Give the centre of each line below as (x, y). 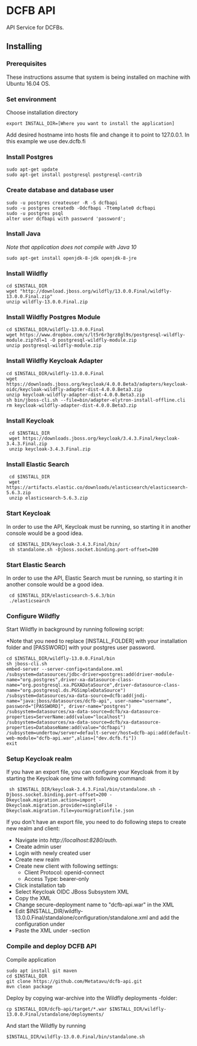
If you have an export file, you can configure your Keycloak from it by (93, 772)
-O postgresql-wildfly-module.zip (93, 341)
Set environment (31, 99)
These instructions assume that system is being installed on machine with (98, 77)
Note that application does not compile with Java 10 (72, 247)
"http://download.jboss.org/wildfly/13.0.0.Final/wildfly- (96, 291)
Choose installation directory (42, 112)
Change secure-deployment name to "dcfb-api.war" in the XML (95, 905)
